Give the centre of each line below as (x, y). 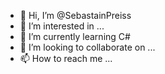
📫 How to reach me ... (66, 58)
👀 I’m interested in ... (62, 26)
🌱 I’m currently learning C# (75, 36)
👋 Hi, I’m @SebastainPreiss (75, 15)
